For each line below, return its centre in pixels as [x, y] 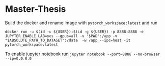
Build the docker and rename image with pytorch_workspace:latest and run [81, 23]
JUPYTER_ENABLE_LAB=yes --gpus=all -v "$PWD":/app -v [61, 36]
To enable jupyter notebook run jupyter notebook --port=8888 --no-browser [83, 54]
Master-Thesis [36, 9]
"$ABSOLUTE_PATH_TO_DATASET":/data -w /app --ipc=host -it [68, 40]
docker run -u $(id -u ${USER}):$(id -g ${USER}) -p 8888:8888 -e [74, 32]
